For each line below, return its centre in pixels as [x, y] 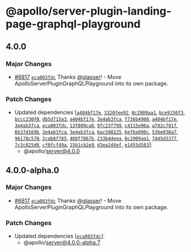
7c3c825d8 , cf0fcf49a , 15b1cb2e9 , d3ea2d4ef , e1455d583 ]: [83, 145]
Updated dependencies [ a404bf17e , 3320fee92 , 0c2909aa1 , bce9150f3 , [100, 112]
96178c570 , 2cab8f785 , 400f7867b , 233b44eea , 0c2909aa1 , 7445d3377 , [96, 138]
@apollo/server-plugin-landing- [89, 11]
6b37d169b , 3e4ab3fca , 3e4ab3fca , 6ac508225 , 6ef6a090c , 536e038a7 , [96, 132]
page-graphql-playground [73, 24]
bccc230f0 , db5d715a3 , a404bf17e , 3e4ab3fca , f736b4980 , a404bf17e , [96, 119]
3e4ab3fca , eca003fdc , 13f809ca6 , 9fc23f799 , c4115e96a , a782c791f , [96, 125]
